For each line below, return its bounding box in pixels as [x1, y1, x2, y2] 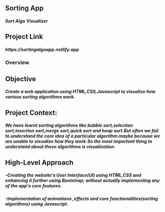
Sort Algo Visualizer [5, 18, 48, 24]
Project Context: [5, 108, 57, 117]
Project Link [5, 33, 43, 41]
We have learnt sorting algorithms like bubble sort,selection [5, 122, 133, 128]
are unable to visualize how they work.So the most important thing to [5, 138, 152, 144]
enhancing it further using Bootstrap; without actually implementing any [5, 177, 160, 183]
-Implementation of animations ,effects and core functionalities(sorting [5, 195, 158, 201]
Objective [5, 75, 36, 83]
